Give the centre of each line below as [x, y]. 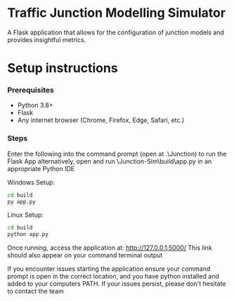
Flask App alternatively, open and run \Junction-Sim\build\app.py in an [110, 161]
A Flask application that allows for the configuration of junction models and [116, 32]
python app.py [28, 234]
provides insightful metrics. [47, 39]
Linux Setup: [26, 215]
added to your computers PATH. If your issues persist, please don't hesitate [117, 284]
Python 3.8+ [35, 105]
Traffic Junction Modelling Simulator [117, 13]
